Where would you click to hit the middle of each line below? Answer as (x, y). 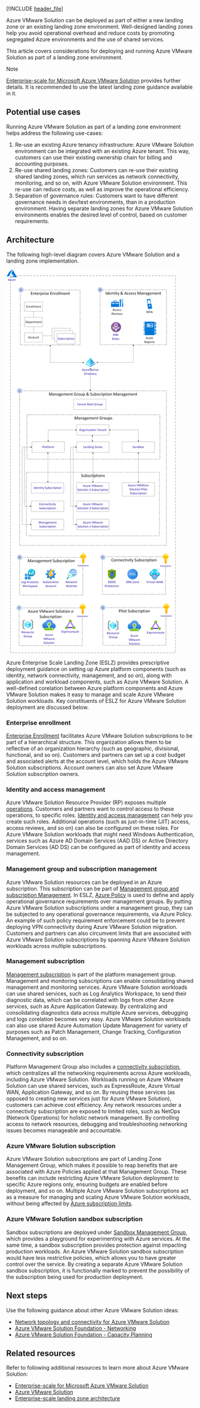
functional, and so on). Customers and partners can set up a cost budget (96, 754)
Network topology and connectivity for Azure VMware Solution (92, 1322)
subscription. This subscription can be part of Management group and (93, 888)
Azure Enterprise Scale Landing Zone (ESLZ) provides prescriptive (88, 663)
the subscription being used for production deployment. (75, 1277)
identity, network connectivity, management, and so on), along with (89, 675)
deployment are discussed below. (47, 707)
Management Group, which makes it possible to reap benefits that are (92, 1165)
